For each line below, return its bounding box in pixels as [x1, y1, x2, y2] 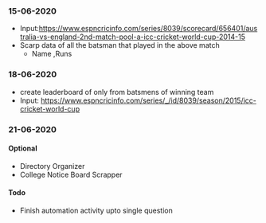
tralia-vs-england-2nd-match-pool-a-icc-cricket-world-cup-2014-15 [19, 32, 245, 41]
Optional [8, 143, 37, 153]
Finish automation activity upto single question [19, 205, 173, 215]
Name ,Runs [31, 49, 72, 59]
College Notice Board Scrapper [19, 170, 123, 179]
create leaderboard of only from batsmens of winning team [19, 87, 214, 96]
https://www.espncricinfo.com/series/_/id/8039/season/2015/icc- [41, 96, 257, 105]
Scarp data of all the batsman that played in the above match [19, 41, 221, 50]
